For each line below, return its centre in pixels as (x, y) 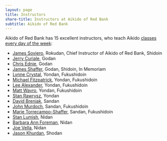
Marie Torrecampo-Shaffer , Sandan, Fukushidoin (63, 112)
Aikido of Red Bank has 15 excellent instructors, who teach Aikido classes (81, 38)
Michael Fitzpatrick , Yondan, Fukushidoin (55, 80)
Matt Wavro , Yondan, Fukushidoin (47, 90)
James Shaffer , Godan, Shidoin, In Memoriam (59, 69)
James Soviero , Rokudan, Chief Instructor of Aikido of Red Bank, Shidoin (87, 53)
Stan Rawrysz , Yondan (36, 96)
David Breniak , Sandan (36, 101)
